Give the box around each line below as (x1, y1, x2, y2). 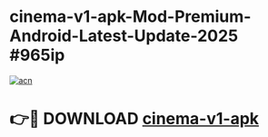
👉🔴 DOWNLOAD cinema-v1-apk (9, 109, 260, 129)
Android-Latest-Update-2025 (9, 25, 239, 46)
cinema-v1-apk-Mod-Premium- (9, 6, 252, 27)
